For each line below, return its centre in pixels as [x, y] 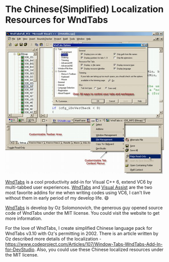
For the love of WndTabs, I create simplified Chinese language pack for [79, 228]
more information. [24, 218]
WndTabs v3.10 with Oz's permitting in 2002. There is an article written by [82, 233]
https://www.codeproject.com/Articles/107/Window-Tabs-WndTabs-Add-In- [84, 244]
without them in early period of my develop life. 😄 [57, 198]
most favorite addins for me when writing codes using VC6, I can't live [78, 193]
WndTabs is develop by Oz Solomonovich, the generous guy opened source [84, 208]
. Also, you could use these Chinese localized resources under [99, 249]
